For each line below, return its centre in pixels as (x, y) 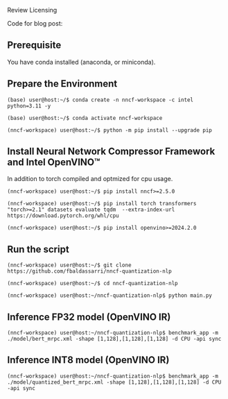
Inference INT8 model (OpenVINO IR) (88, 360)
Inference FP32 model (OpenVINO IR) (89, 317)
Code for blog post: (35, 23)
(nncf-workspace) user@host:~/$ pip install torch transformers (102, 204)
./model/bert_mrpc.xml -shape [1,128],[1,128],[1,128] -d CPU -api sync (114, 339)
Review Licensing (32, 10)
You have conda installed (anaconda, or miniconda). (81, 62)
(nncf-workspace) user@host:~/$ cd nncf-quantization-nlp (93, 284)
